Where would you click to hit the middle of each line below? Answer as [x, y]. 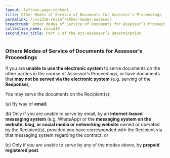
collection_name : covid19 [32, 29]
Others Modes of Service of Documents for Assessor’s [74, 51]
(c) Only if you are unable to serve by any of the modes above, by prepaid [82, 145]
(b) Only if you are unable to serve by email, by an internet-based [74, 114]
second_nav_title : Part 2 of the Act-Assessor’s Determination [73, 33]
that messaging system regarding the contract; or [57, 135]
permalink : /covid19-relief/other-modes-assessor [59, 19]
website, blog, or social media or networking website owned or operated [82, 125]
